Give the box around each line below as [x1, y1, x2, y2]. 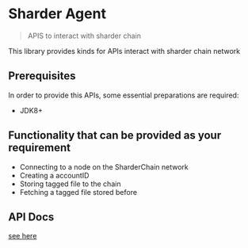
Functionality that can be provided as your [8, 128, 222, 143]
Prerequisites [8, 69, 76, 83]
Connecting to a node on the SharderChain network [19, 162, 189, 171]
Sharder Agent [8, 5, 107, 23]
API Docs [8, 210, 55, 223]
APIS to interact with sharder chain [27, 31, 141, 40]
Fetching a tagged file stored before [19, 187, 137, 196]
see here [8, 231, 37, 241]
